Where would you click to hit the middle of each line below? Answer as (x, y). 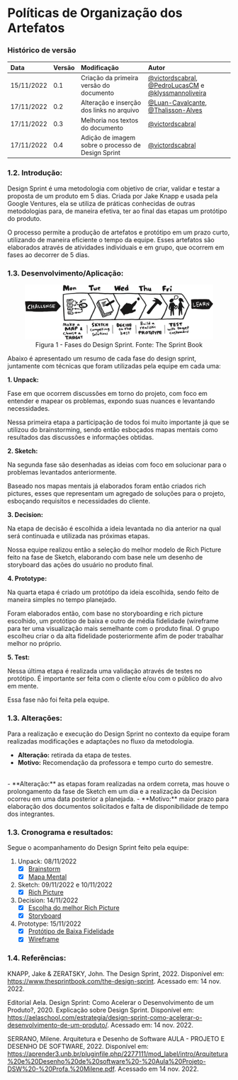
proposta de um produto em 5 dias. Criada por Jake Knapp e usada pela (113, 195)
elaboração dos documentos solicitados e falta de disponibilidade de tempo (118, 806)
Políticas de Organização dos (95, 13)
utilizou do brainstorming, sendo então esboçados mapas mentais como (113, 430)
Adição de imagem (108, 137)
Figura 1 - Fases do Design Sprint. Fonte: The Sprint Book (119, 345)
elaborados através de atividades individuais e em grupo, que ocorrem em (116, 247)
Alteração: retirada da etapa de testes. (74, 755)
